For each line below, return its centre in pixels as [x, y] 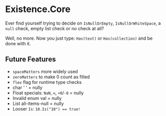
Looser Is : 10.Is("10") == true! [46, 108]
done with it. [18, 43]
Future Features [31, 60]
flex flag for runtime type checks [47, 82]
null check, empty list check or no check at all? [55, 28]
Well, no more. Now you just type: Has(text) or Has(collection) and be [79, 38]
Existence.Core [38, 9]
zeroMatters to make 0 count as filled [51, 77]
